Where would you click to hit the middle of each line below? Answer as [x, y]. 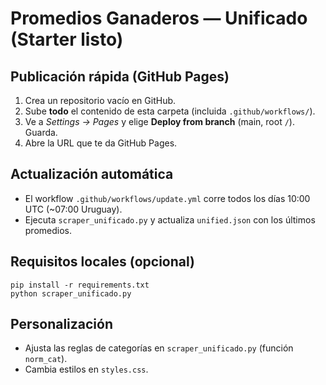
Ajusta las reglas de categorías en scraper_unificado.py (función [159, 348]
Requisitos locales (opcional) [102, 262]
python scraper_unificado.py [71, 293]
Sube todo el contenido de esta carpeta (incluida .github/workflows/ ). [170, 111]
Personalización [62, 324]
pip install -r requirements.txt [80, 285]
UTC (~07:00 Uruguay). [73, 209]
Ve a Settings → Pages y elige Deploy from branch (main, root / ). [159, 121]
